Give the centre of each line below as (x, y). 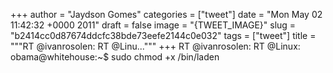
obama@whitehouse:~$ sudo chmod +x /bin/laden (115, 57)
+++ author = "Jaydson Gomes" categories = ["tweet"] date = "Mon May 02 (166, 14)
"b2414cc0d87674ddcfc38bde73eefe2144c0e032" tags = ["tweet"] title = (163, 35)
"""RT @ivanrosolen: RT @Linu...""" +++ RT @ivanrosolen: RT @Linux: (155, 46)
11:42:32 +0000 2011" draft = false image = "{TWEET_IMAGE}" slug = (153, 25)
